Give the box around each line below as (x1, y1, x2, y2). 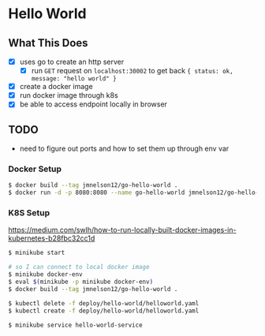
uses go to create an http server (19, 57, 125, 66)
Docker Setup (8, 163, 62, 174)
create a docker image (19, 82, 93, 91)
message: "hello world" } (31, 75, 117, 83)
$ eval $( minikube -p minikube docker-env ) (8, 278, 154, 286)
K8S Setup (8, 207, 50, 218)
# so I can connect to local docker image (8, 263, 150, 271)
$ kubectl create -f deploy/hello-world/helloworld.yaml (8, 307, 200, 315)
